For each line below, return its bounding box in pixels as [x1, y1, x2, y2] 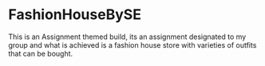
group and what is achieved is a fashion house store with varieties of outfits [8, 40, 257, 49]
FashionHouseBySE [8, 6, 142, 24]
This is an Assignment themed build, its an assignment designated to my [8, 32, 247, 41]
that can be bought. [8, 49, 73, 58]
